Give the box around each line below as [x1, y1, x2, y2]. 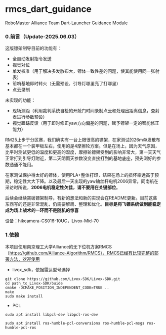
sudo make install [5, 293, 43, 299]
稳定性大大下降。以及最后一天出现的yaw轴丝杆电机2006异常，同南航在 [13, 178, 159, 184]
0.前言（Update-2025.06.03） [5, 33, 80, 40]
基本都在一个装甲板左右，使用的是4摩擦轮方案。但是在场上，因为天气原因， [5, 143, 160, 149]
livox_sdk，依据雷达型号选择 [12, 266, 70, 273]
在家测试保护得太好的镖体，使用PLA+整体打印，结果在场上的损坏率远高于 [5, 172, 155, 178]
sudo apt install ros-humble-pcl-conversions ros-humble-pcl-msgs [5, 321, 145, 326]
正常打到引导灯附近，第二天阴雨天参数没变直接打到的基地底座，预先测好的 [5, 155, 157, 161]
